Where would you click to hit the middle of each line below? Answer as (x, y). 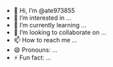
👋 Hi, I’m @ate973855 (44, 11)
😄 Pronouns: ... (36, 50)
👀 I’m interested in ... (42, 18)
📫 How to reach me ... (45, 40)
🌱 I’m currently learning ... (50, 25)
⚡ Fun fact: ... (32, 57)
